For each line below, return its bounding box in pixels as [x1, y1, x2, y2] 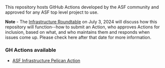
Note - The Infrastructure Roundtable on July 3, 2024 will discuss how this [5, 19, 157, 24]
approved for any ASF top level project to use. [5, 9, 99, 15]
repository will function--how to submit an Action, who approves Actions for [5, 24, 160, 30]
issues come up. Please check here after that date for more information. [5, 34, 152, 40]
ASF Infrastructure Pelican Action [12, 58, 81, 64]
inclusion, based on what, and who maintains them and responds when [5, 29, 150, 35]
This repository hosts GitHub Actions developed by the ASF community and [5, 4, 159, 10]
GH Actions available [5, 46, 56, 53]
